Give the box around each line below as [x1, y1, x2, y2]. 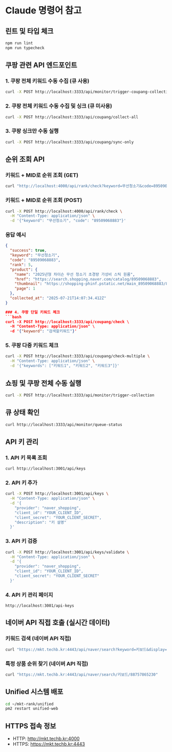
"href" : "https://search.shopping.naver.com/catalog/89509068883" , [14, 276, 161, 282]
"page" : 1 [14, 286, 36, 291]
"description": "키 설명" [14, 520, 67, 525]
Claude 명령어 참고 [5, 5, 82, 16]
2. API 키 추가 [5, 479, 37, 486]
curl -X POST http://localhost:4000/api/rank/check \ [5, 209, 123, 214]
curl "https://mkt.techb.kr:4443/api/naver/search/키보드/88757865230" [5, 672, 158, 677]
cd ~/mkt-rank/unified [5, 701, 54, 706]
